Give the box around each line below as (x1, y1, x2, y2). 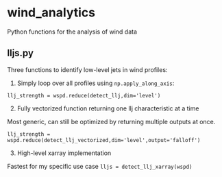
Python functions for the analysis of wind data (7, 27, 138, 36)
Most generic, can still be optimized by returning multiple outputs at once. (7, 117, 216, 126)
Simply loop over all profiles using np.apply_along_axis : (16, 79, 175, 87)
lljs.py (7, 47, 34, 59)
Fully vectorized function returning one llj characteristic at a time (16, 104, 199, 113)
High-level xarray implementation (16, 149, 112, 157)
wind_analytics (7, 5, 96, 21)
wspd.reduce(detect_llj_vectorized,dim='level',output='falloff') (7, 137, 201, 143)
